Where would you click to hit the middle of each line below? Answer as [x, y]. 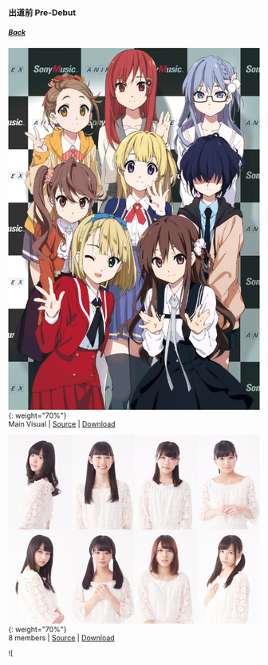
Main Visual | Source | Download [62, 423]
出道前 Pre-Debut [42, 12]
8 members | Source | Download [61, 637]
